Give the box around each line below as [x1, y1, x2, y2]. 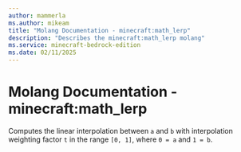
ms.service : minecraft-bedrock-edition [8, 41, 141, 49]
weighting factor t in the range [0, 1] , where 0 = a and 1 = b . [8, 134, 213, 144]
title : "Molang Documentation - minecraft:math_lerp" [8, 26, 192, 34]
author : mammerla [8, 11, 66, 20]
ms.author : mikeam [8, 19, 69, 27]
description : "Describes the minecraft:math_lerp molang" [8, 33, 205, 42]
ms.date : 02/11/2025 [8, 49, 77, 57]
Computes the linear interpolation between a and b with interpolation [8, 126, 233, 135]
